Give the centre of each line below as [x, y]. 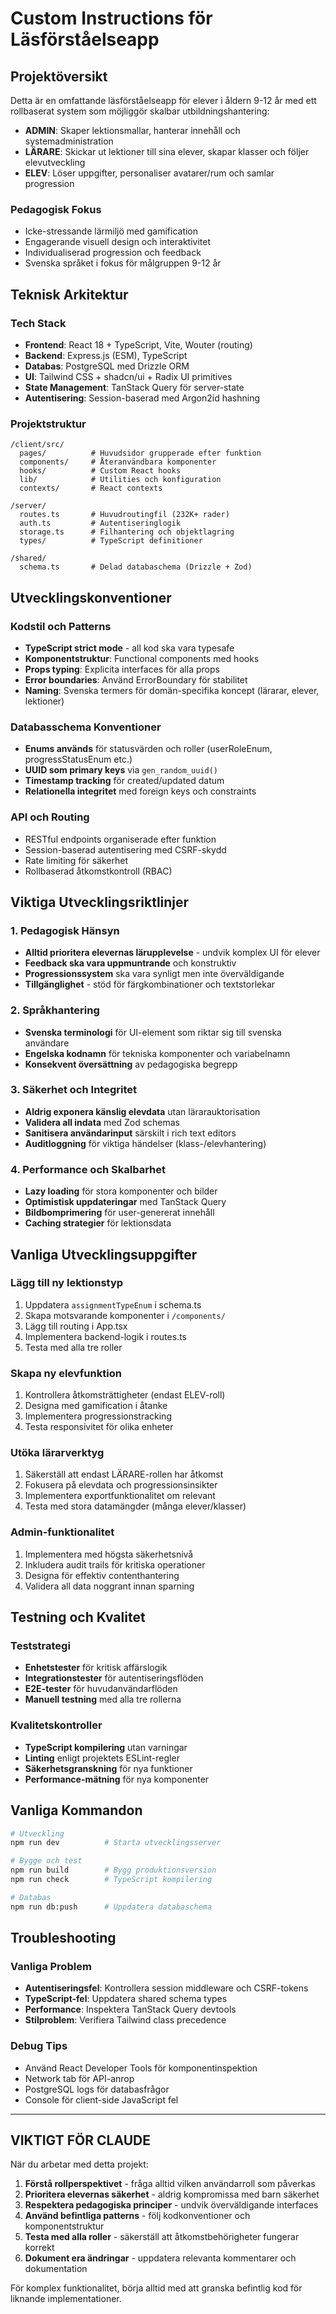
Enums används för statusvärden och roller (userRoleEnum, [148, 749]
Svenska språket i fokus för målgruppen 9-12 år [123, 263]
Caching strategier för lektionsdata [98, 1223]
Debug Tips [39, 2046]
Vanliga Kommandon [76, 1810]
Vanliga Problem [51, 1966]
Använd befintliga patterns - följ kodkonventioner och [137, 2216]
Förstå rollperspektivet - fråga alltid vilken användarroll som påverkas [170, 2184]
